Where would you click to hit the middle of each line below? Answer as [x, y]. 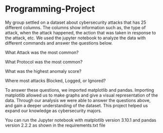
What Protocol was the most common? [44, 62]
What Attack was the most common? [42, 52]
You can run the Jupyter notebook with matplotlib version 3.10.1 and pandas [81, 120]
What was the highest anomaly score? [43, 71]
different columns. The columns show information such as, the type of [75, 27]
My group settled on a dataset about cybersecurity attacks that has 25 [76, 22]
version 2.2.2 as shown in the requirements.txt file [55, 125]
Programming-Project [50, 9]
